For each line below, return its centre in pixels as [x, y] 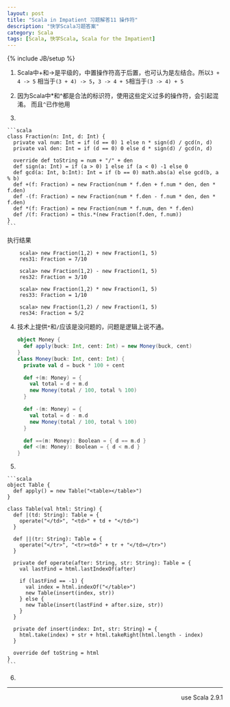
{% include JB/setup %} [41, 58]
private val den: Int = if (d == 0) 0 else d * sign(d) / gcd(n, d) [113, 149]
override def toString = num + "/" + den [73, 161]
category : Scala [30, 33]
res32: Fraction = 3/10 [53, 277]
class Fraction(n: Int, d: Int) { [56, 137]
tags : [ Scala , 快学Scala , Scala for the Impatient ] [81, 39]
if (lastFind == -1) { [52, 581]
